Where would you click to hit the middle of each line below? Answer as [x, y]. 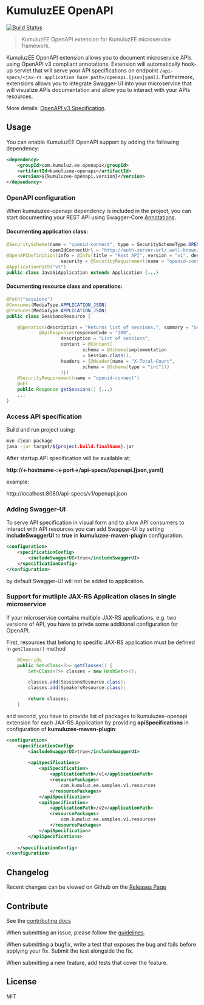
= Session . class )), [107, 355]
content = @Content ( [87, 345]
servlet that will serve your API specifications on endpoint [87, 70]
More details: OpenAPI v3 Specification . [56, 108]
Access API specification [44, 416]
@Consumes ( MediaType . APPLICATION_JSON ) [57, 305]
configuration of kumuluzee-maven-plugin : [62, 729]
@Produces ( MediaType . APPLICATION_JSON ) [57, 310]
